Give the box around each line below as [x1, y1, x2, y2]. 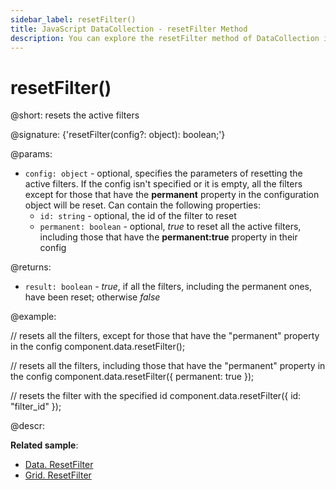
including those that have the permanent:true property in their [39, 231, 298, 243]
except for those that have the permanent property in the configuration [24, 189, 320, 201]
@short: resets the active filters [10, 109, 140, 121]
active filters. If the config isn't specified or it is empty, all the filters [24, 178, 303, 190]
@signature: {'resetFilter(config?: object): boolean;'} [10, 129, 226, 141]
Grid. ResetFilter [24, 469, 92, 481]
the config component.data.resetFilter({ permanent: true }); [10, 371, 255, 383]
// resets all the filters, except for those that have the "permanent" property [10, 330, 320, 342]
